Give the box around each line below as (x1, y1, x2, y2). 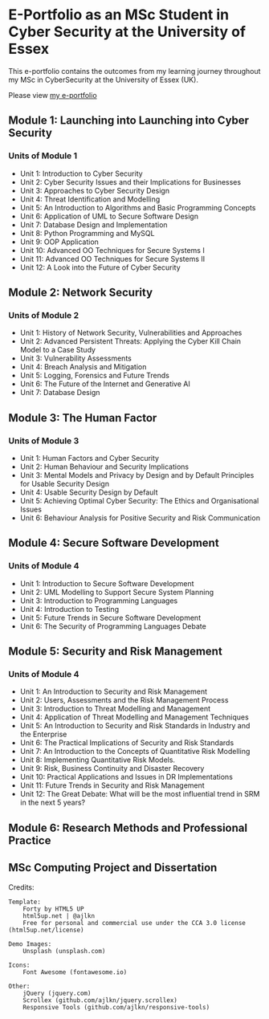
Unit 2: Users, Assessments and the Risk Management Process (19, 695, 229, 705)
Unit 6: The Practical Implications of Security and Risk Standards (19, 738, 234, 748)
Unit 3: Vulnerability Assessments (19, 353, 132, 363)
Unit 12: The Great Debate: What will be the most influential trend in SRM (19, 789, 260, 799)
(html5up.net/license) (8, 926, 84, 934)
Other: (8, 982, 31, 990)
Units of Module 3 (8, 435, 79, 446)
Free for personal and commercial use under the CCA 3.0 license (22, 919, 247, 927)
